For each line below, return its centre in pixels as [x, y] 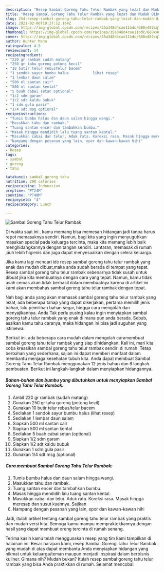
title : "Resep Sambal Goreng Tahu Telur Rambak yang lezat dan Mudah [78, 14]
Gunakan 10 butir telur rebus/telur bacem [54, 408]
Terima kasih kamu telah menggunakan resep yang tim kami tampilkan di [78, 538]
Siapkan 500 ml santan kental [42, 429]
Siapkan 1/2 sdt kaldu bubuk [41, 444]
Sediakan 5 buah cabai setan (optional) [52, 434]
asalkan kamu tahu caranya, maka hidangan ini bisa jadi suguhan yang [76, 323]
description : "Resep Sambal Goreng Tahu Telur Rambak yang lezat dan [78, 10]
